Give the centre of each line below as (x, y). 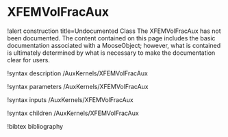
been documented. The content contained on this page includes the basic (111, 38)
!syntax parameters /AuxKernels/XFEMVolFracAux (78, 86)
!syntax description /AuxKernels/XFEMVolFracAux (78, 73)
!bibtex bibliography (35, 126)
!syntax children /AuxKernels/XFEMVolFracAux (73, 113)
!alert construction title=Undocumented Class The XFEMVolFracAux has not (114, 31)
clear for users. (28, 60)
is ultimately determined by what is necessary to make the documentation (111, 53)
